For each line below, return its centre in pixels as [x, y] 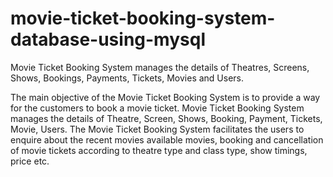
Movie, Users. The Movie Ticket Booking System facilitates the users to [157, 129]
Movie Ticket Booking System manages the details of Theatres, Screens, [160, 67]
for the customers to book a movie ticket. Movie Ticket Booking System [157, 108]
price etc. [30, 161]
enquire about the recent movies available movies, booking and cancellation [167, 139]
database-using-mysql [108, 39]
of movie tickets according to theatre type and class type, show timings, [159, 150]
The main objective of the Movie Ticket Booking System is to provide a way [165, 97]
